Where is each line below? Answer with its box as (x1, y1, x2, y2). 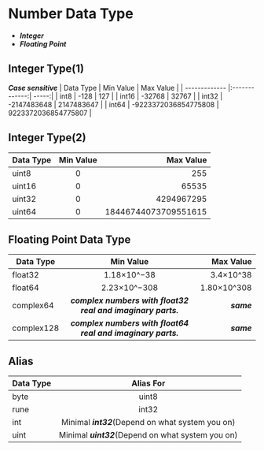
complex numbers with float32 (70, 295, 189, 306)
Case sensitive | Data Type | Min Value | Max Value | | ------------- (8, 83, 226, 92)
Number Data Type (8, 5, 134, 23)
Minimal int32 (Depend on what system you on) (61, 417, 236, 428)
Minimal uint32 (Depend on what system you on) (58, 430, 238, 441)
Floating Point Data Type (8, 233, 131, 246)
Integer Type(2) (8, 131, 86, 144)
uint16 (12, 181, 37, 192)
